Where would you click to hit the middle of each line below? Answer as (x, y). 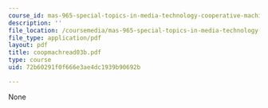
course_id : (26, 15)
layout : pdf (28, 45)
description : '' (35, 23)
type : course (30, 60)
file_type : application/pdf (55, 38)
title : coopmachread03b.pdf (55, 52)
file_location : (33, 30)
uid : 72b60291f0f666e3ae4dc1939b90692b (75, 67)
